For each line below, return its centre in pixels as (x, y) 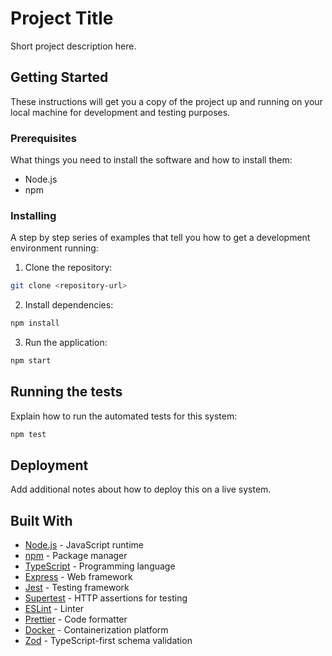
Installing (33, 215)
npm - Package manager (76, 556)
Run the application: (66, 343)
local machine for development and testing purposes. (120, 112)
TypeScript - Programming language (100, 566)
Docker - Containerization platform (96, 630)
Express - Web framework (78, 577)
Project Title (62, 18)
